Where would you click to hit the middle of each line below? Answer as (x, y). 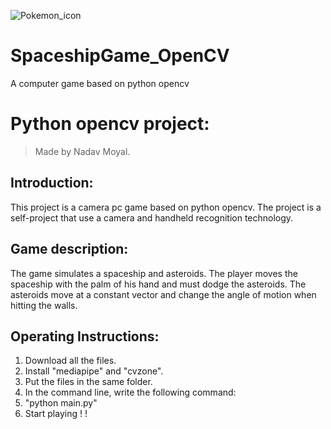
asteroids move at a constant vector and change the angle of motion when (163, 294)
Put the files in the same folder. (88, 382)
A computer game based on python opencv (100, 83)
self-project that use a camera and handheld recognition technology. (152, 217)
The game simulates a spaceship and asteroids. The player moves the (154, 273)
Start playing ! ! (56, 414)
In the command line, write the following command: (130, 392)
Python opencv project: (110, 124)
